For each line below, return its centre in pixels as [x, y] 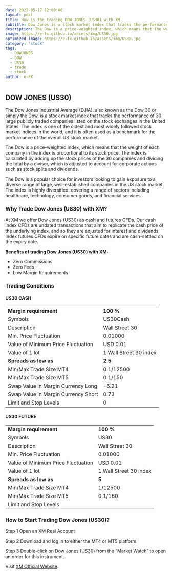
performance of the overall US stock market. [52, 137]
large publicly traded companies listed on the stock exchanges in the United [85, 121]
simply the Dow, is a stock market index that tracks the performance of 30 [83, 116]
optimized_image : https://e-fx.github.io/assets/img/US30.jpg [73, 39]
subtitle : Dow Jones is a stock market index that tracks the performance [87, 24]
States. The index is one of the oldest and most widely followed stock [79, 126]
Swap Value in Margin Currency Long [52, 386]
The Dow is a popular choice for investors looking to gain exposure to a [81, 179]
